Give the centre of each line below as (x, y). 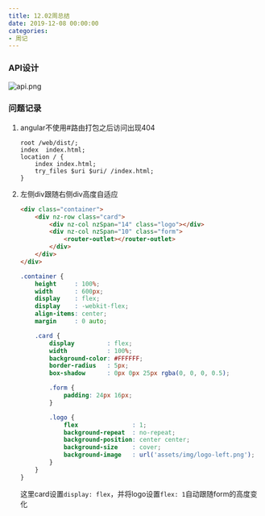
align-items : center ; (71, 314)
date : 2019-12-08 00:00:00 (54, 23)
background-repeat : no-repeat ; (119, 432)
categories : (28, 31)
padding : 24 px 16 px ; (98, 396)
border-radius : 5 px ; (89, 366)
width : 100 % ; (91, 351)
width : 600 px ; (69, 291)
